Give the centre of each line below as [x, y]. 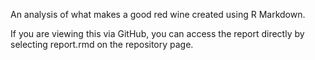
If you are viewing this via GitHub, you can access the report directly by [157, 33]
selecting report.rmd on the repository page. [102, 44]
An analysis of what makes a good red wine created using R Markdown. [158, 14]
